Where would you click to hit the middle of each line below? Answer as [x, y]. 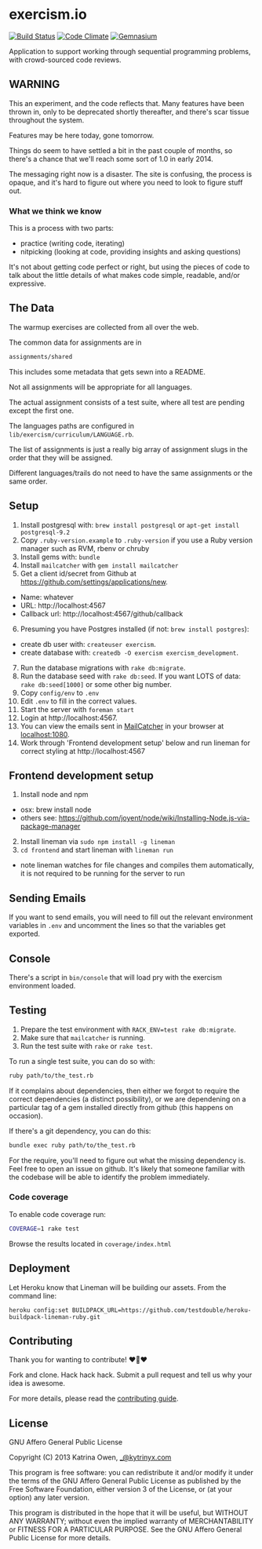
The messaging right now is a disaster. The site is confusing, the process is [131, 174]
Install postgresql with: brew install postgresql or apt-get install [130, 524]
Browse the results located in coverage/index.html [90, 1244]
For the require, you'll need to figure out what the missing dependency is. [127, 1160]
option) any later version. [49, 1498]
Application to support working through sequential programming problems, [130, 51]
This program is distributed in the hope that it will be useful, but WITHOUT [129, 1513]
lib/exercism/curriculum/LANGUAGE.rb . [71, 434]
